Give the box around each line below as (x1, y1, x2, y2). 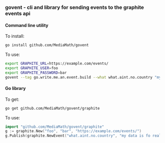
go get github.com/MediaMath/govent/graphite (5, 106, 100, 111)
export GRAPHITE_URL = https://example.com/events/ (5, 61, 109, 66)
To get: (5, 96, 20, 102)
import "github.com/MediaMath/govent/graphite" (5, 124, 105, 129)
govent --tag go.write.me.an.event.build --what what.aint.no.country (5, 75, 153, 80)
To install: (5, 33, 25, 39)
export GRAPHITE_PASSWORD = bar (5, 70, 67, 75)
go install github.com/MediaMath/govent (5, 43, 89, 48)
